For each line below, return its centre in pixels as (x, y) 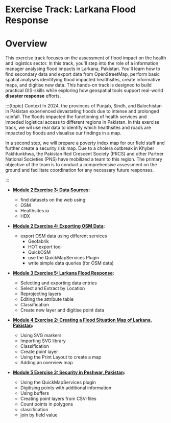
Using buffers (35, 393)
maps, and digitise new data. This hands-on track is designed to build (79, 85)
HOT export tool (45, 247)
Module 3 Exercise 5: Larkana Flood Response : (63, 273)
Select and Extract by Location (53, 288)
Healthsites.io (35, 211)
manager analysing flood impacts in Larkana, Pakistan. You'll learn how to (83, 69)
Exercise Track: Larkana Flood (71, 9)
